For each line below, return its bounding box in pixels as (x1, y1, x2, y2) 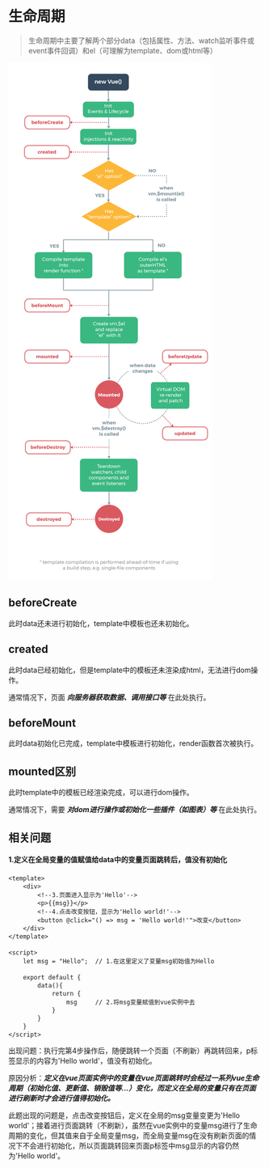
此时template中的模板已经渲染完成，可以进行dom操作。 (8, 788, 194, 798)
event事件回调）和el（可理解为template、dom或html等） (27, 45, 217, 55)
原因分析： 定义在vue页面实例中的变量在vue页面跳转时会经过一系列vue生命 (8, 1073, 260, 1082)
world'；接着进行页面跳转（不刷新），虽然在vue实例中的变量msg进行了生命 (8, 1120, 258, 1130)
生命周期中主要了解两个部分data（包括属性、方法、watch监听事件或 (27, 36, 254, 45)
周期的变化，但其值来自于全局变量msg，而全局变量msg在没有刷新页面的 (8, 1130, 250, 1140)
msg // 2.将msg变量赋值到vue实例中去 (65, 998, 195, 1006)
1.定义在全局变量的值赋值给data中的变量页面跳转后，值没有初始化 (8, 855, 228, 865)
